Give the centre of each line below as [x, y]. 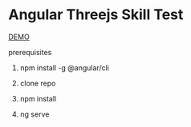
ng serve [35, 114]
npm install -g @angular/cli [65, 67]
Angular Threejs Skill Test [96, 15]
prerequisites [30, 52]
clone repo [38, 83]
